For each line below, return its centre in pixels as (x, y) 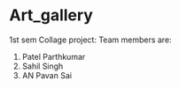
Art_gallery (51, 15)
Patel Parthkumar (54, 56)
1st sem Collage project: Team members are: (90, 40)
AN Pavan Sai (47, 75)
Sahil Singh (43, 66)
